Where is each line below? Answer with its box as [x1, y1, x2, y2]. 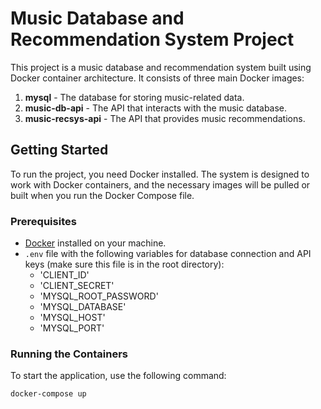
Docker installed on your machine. [24, 237, 167, 249]
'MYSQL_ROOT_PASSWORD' [39, 290, 159, 302]
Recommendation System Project [10, 28, 295, 51]
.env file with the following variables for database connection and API [24, 248, 312, 260]
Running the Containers [10, 347, 129, 361]
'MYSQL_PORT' [39, 322, 105, 334]
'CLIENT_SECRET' [39, 280, 115, 292]
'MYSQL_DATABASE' [39, 301, 127, 313]
